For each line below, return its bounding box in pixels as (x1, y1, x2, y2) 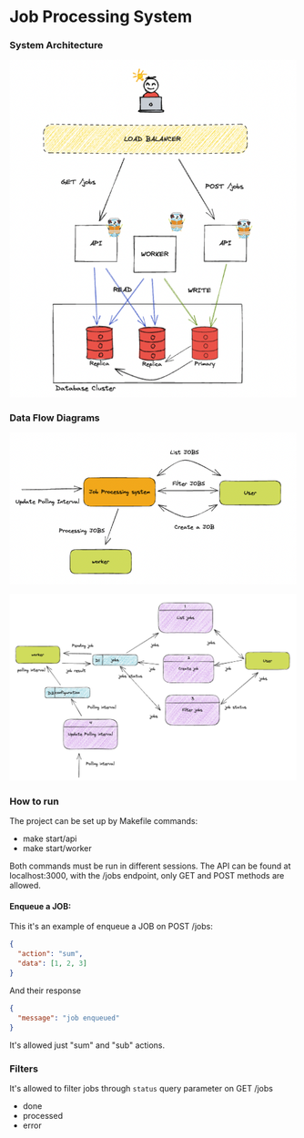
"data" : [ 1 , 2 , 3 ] (17, 959, 88, 969)
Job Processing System (9, 6, 193, 27)
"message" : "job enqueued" (17, 1013, 120, 1022)
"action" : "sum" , (17, 950, 84, 959)
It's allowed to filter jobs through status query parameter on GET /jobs (9, 1082, 273, 1093)
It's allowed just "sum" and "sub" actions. (9, 1040, 166, 1051)
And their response (9, 985, 82, 996)
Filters (9, 1062, 39, 1075)
